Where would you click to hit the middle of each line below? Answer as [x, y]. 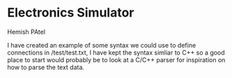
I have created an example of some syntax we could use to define [102, 45]
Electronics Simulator [71, 13]
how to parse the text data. [46, 67]
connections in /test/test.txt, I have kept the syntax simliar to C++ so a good [116, 52]
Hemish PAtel [26, 32]
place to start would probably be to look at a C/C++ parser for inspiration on [116, 59]
